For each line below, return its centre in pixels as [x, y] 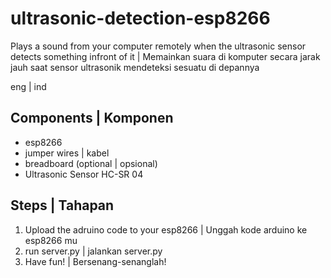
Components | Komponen [92, 118]
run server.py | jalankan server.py [93, 251]
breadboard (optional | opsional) [91, 163]
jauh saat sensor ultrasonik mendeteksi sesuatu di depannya [135, 67]
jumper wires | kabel [67, 153]
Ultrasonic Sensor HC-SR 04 [84, 174]
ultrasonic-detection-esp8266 [140, 18]
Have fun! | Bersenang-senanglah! [95, 261]
